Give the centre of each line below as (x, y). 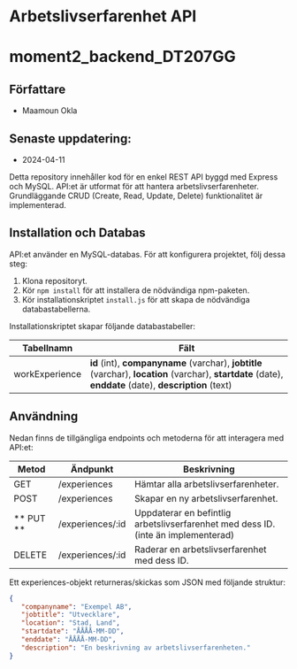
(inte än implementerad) (184, 534)
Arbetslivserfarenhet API (103, 16)
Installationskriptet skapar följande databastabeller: (103, 326)
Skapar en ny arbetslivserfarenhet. (206, 498)
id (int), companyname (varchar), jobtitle (176, 363)
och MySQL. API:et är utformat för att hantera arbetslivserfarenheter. (134, 186)
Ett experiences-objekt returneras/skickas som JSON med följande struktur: (147, 582)
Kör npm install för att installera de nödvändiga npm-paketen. (136, 290)
